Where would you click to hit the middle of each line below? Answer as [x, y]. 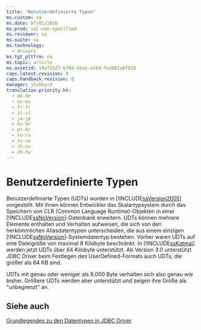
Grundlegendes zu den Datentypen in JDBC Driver [69, 321]
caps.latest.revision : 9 [37, 74]
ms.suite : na [23, 40]
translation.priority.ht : [39, 90]
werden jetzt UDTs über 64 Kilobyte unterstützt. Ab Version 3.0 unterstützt [99, 250]
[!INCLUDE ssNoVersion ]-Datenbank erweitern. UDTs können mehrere [93, 218]
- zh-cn [21, 146]
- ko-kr [21, 124]
